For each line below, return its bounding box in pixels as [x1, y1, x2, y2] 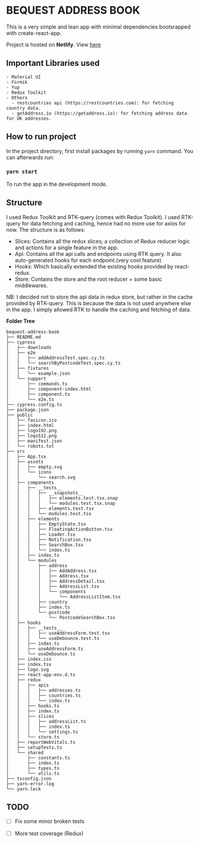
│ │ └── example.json [6, 370, 70, 376]
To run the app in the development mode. [6, 180, 108, 188]
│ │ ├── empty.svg [6, 464, 62, 470]
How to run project [6, 132, 77, 142]
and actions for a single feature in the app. [14, 244, 119, 251]
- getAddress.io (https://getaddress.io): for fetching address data [11, 110, 187, 116]
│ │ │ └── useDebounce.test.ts [6, 635, 100, 641]
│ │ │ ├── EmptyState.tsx [6, 521, 86, 527]
